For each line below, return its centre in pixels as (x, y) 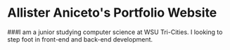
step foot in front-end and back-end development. (80, 39)
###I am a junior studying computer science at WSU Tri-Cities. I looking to (115, 32)
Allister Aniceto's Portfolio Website (112, 13)
